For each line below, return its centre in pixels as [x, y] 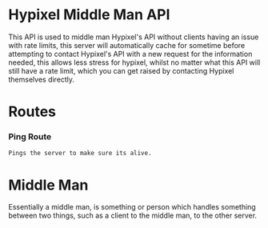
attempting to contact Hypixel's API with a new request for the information [130, 54]
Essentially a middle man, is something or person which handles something [132, 207]
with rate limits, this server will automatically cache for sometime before [127, 45]
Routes [32, 112]
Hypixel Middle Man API [89, 15]
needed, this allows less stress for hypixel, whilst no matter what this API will [134, 62]
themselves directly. [41, 79]
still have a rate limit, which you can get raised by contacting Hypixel [121, 70]
